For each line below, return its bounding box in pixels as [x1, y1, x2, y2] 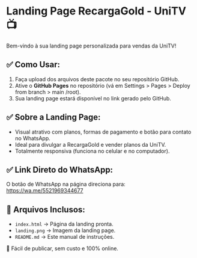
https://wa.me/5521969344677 [6, 187, 83, 194]
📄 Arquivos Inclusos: [6, 204, 85, 215]
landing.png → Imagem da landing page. [14, 227, 116, 234]
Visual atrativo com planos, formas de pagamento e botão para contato [14, 128, 192, 135]
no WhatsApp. [14, 134, 51, 142]
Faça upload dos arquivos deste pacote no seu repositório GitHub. [14, 75, 180, 82]
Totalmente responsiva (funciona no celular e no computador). [14, 147, 170, 155]
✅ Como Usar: [6, 60, 61, 70]
